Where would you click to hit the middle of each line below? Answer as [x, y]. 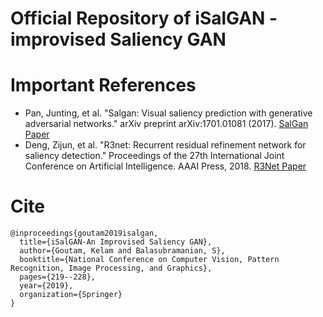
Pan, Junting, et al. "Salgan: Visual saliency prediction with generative [168, 113]
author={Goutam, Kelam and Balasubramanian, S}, [122, 251]
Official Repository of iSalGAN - [144, 18]
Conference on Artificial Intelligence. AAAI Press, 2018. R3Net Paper [165, 166]
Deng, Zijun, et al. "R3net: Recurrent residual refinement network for [165, 145]
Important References [103, 85]
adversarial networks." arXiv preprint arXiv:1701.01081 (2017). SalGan [166, 124]
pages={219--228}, [58, 277]
